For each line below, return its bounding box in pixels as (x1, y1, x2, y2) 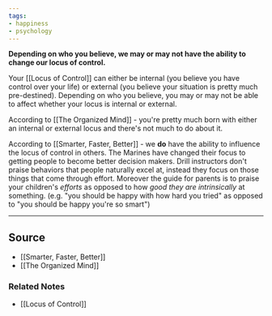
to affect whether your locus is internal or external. (8, 99, 177, 109)
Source (8, 230, 46, 244)
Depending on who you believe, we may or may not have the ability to (8, 49, 247, 59)
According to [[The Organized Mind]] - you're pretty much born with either (8, 115, 257, 125)
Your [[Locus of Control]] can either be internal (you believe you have (8, 74, 240, 83)
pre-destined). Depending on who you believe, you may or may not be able (8, 91, 259, 100)
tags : (8, 11, 27, 20)
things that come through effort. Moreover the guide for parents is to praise (8, 173, 260, 183)
